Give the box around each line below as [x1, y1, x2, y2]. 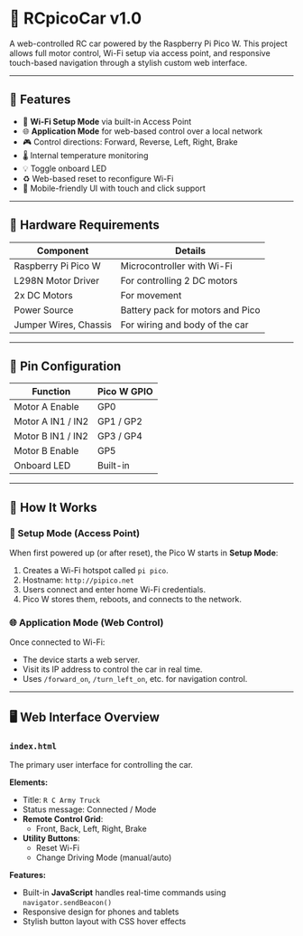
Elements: [9, 777, 49, 788]
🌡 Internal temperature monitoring [22, 149, 149, 161]
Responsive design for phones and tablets [22, 906, 179, 917]
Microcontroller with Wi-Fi [120, 260, 233, 272]
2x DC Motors [14, 288, 74, 301]
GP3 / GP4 [97, 430, 142, 442]
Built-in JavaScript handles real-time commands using [22, 887, 226, 898]
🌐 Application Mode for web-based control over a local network [22, 126, 263, 137]
